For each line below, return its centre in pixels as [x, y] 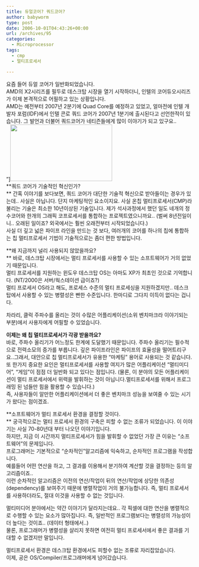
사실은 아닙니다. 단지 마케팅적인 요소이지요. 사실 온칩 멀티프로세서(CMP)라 [106, 201]
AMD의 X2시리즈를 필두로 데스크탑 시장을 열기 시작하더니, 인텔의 [81, 91]
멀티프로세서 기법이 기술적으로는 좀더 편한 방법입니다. [80, 238]
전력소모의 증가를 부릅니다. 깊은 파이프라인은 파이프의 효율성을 [89, 349]
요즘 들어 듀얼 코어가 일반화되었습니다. [50, 84]
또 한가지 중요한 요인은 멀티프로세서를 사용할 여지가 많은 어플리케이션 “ [88, 364]
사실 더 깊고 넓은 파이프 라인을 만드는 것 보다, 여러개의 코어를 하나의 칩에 [90, 230]
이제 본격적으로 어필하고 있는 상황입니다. [59, 99]
